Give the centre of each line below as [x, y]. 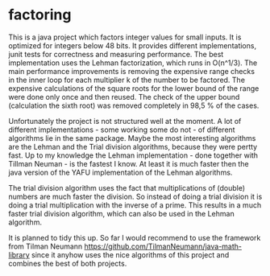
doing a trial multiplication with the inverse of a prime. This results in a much [135, 205]
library [19, 254]
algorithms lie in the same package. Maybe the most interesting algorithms [132, 138]
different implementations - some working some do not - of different [122, 130]
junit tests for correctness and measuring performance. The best [116, 54]
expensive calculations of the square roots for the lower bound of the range [134, 88]
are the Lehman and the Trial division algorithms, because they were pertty [133, 146]
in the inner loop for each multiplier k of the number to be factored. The [127, 80]
